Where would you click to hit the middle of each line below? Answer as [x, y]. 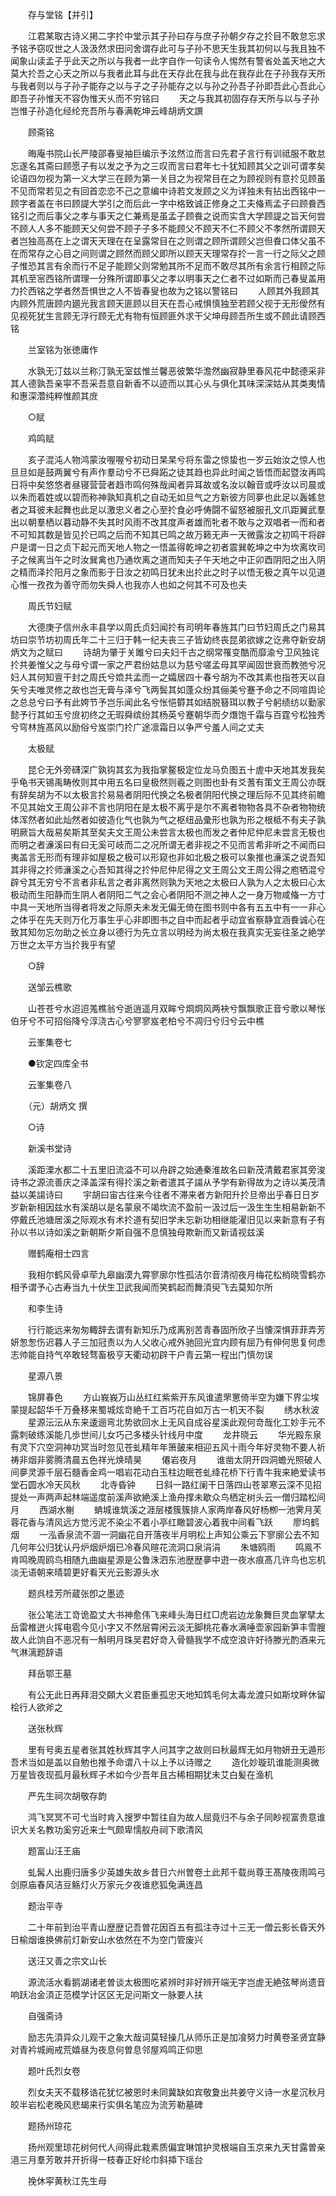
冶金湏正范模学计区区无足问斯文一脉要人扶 [115, 1994]
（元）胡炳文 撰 [57, 1106]
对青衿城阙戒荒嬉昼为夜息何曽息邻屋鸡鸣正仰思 [106, 2049]
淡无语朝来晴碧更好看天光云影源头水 [85, 1572]
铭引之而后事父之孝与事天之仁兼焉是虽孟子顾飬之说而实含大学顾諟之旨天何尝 [168, 216]
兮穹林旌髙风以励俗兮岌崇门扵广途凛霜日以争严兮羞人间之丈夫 [137, 727]
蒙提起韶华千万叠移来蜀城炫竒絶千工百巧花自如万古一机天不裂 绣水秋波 [165, 1409]
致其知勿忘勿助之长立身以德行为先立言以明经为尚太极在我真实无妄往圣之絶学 [168, 932]
